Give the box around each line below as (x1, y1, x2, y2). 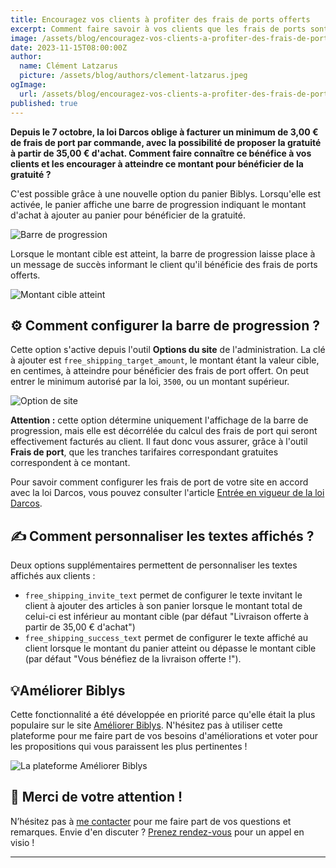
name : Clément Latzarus (19, 61, 118, 71)
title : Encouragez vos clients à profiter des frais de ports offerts (10, 14, 311, 25)
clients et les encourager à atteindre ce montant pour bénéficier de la (10, 157, 304, 170)
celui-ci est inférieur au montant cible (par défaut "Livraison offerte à (24, 611, 309, 623)
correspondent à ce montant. (10, 457, 131, 469)
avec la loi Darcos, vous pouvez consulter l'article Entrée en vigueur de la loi (10, 487, 325, 499)
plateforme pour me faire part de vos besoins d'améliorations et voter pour (10, 729, 319, 741)
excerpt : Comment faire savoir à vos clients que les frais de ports (10, 24, 307, 34)
